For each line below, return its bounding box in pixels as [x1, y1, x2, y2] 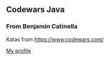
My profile [6, 47, 31, 54]
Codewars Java [6, 5, 65, 15]
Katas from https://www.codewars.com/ [6, 35, 104, 43]
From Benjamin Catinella [6, 22, 78, 31]
